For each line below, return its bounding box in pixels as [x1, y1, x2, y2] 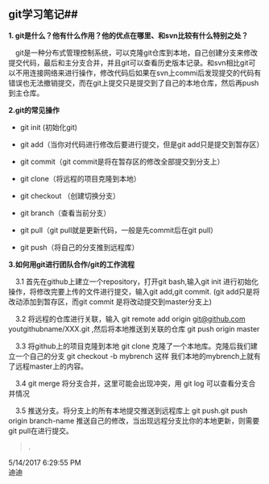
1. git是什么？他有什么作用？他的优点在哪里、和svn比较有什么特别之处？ [8, 31, 249, 40]
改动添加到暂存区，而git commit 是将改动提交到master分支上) [8, 297, 212, 307]
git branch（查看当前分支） [19, 208, 111, 218]
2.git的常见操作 [8, 105, 60, 115]
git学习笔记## [8, 7, 78, 22]
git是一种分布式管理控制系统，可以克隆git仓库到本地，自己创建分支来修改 [15, 48, 259, 57]
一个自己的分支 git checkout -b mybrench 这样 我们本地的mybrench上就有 [14, 351, 261, 361]
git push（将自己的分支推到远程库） [19, 242, 139, 252]
